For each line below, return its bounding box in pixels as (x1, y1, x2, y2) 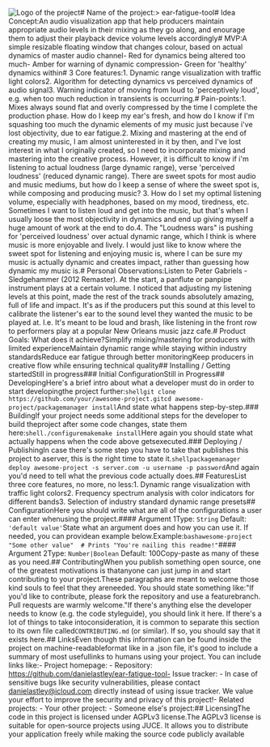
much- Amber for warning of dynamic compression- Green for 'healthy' (8, 59, 247, 69)
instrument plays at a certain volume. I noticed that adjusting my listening (8, 284, 252, 292)
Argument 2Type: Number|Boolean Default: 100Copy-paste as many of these (8, 549, 259, 558)
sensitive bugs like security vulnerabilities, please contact (8, 677, 200, 687)
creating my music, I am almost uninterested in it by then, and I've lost (8, 137, 242, 146)
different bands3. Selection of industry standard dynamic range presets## (8, 497, 256, 506)
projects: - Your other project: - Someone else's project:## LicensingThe (8, 703, 251, 713)
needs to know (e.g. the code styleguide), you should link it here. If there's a (8, 608, 263, 618)
